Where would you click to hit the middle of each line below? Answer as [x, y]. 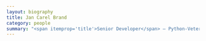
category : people [29, 23]
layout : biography [30, 12]
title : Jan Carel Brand [37, 17]
